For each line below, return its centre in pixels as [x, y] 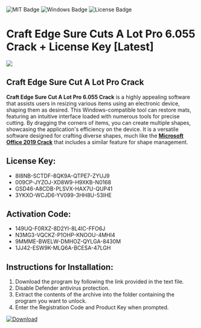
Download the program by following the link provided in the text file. [99, 282]
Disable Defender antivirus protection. [62, 288]
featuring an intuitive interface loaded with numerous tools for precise [93, 116]
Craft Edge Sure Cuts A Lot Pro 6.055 [101, 34]
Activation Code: [39, 214]
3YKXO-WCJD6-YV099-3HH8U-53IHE [63, 195]
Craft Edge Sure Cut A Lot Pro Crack [75, 82]
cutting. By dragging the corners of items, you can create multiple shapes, [99, 122]
